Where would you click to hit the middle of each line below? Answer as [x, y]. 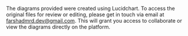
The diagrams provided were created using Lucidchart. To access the [90, 8]
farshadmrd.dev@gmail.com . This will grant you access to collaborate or [94, 21]
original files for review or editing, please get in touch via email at [85, 15]
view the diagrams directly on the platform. [58, 27]
